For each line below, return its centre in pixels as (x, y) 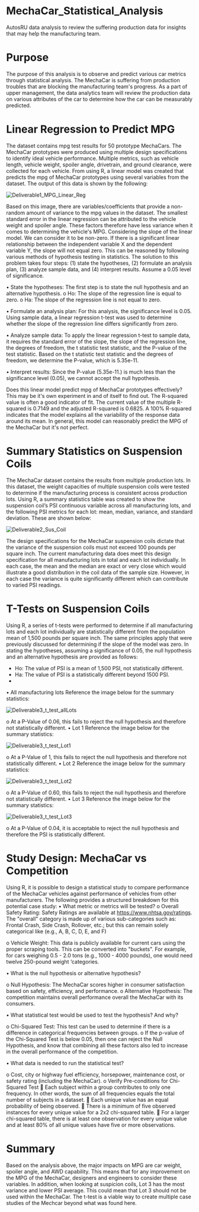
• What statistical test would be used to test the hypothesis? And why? (92, 1015)
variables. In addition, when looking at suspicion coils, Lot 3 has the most (95, 1184)
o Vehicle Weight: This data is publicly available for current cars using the (96, 943)
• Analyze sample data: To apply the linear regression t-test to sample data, (98, 335)
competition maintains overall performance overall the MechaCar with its (95, 997)
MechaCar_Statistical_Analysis (85, 11)
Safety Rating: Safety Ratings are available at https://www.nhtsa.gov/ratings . (99, 912)
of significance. (25, 275)
